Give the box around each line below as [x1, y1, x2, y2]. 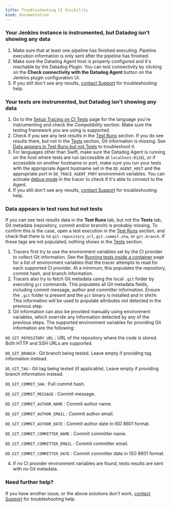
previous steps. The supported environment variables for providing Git [12, 319, 161, 326]
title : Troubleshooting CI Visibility [5, 7, 88, 13]
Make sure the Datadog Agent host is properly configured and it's [12, 58, 152, 64]
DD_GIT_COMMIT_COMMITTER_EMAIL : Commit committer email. [5, 440, 129, 447]
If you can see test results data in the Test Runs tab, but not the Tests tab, [5, 217, 162, 223]
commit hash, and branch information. [12, 270, 94, 277]
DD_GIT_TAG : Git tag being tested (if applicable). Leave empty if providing [5, 366, 159, 372]
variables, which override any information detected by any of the [12, 314, 149, 320]
